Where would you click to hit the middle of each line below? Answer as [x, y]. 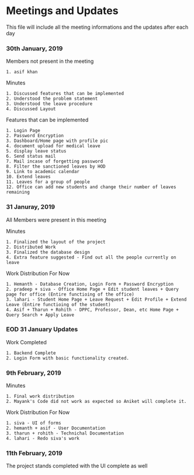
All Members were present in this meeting [56, 220]
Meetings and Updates [62, 11]
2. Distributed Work [31, 247]
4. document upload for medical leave [53, 146]
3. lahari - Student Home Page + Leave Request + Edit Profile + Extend [96, 299]
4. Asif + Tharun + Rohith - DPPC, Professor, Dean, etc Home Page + [93, 310]
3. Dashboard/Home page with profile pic [57, 141]
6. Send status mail [31, 157]
